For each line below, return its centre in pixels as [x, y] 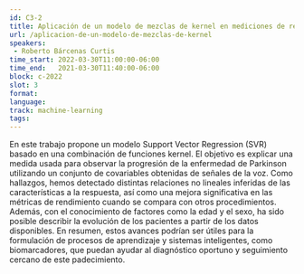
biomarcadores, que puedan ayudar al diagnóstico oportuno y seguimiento [148, 250]
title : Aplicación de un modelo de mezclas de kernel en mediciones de [147, 26]
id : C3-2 [26, 18]
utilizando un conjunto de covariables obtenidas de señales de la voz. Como [152, 174]
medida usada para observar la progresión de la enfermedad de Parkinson [148, 164]
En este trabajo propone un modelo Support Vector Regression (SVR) [138, 145]
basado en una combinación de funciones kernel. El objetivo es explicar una [152, 154]
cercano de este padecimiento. [67, 260]
